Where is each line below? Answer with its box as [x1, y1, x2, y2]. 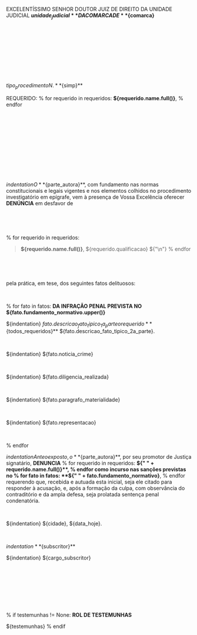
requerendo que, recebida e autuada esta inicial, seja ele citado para [6, 478, 172, 486]
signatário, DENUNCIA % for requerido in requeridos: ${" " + [6, 460, 155, 467]
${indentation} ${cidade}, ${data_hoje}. [6, 520, 102, 527]
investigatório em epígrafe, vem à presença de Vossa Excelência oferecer [6, 193, 185, 200]
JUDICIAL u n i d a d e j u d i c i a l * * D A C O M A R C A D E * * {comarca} [6, 12, 155, 20]
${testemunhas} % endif [6, 623, 66, 630]
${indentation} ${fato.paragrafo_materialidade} [6, 396, 121, 403]
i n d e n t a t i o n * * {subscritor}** [6, 543, 75, 550]
